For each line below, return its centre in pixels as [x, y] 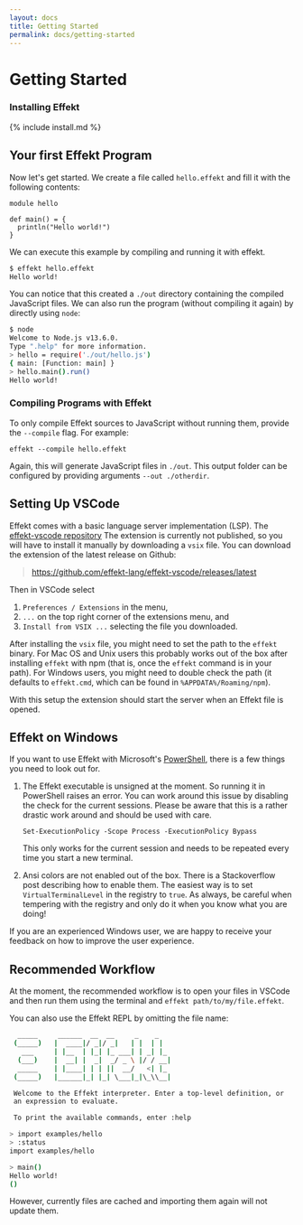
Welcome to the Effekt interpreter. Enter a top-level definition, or [148, 1093]
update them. [34, 1211]
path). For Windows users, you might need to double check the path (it [141, 672]
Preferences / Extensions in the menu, [95, 607]
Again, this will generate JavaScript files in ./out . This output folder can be [148, 465]
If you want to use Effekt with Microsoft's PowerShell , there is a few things [147, 759]
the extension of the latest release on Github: [93, 554]
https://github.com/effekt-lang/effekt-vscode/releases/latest [144, 572]
